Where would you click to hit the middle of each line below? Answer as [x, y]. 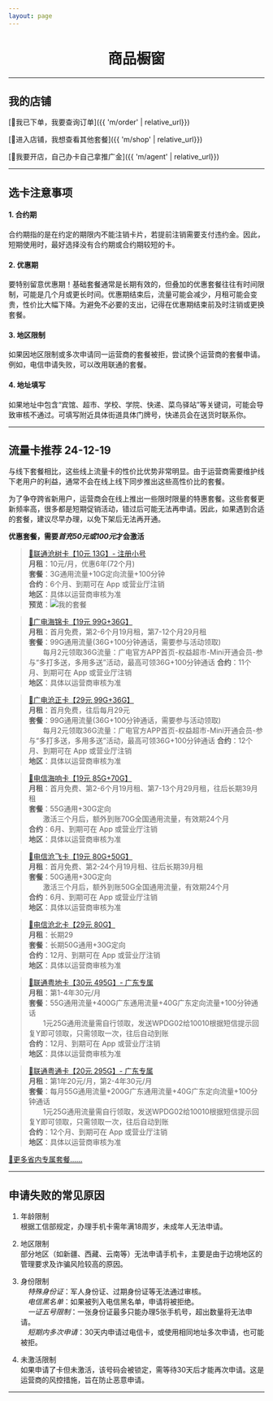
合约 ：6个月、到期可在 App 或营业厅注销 [96, 584]
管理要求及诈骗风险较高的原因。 [74, 1264]
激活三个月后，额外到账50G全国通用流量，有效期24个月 [136, 887]
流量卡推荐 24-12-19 [60, 450]
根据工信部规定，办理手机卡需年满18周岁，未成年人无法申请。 [123, 1227]
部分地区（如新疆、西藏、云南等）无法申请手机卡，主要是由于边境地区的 [141, 1254]
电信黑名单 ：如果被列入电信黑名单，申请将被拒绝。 [113, 1302]
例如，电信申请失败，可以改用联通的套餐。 [80, 365]
